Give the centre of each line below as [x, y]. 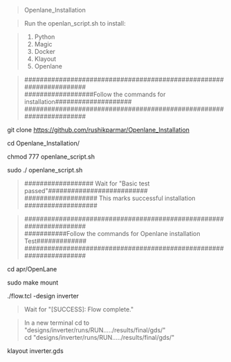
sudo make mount [33, 282]
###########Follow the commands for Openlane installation [112, 234]
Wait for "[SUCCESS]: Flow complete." [78, 309]
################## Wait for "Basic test [87, 183]
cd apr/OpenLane [32, 269]
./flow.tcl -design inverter [43, 296]
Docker [45, 52]
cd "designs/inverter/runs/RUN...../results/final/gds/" [99, 337]
